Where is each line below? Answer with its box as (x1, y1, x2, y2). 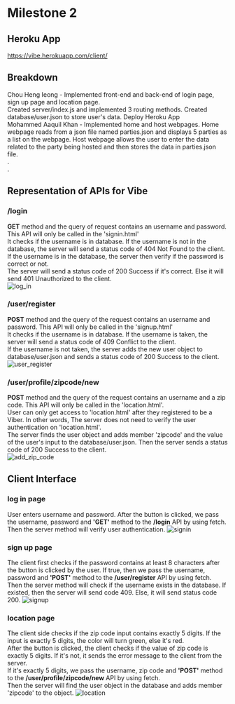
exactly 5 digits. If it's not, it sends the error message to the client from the (7, 651, 222, 660)
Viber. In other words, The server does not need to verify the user (7, 416, 197, 424)
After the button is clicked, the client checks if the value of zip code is (7, 644, 208, 653)
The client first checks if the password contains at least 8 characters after (7, 559, 220, 567)
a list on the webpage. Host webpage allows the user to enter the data (7, 135, 210, 143)
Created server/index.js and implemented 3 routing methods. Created (7, 105, 208, 114)
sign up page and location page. (7, 97, 100, 106)
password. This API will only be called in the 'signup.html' (7, 323, 173, 331)
